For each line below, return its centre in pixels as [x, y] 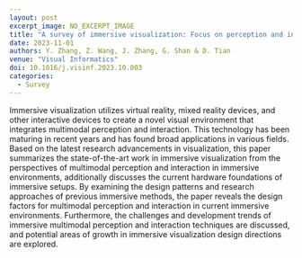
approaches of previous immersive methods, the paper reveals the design [146, 196]
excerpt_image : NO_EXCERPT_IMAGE [72, 26]
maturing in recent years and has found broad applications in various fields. [149, 138]
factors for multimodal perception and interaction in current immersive [139, 205]
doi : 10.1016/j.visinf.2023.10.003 [76, 68]
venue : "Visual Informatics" [64, 59]
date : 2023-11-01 [42, 43]
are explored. [34, 244]
